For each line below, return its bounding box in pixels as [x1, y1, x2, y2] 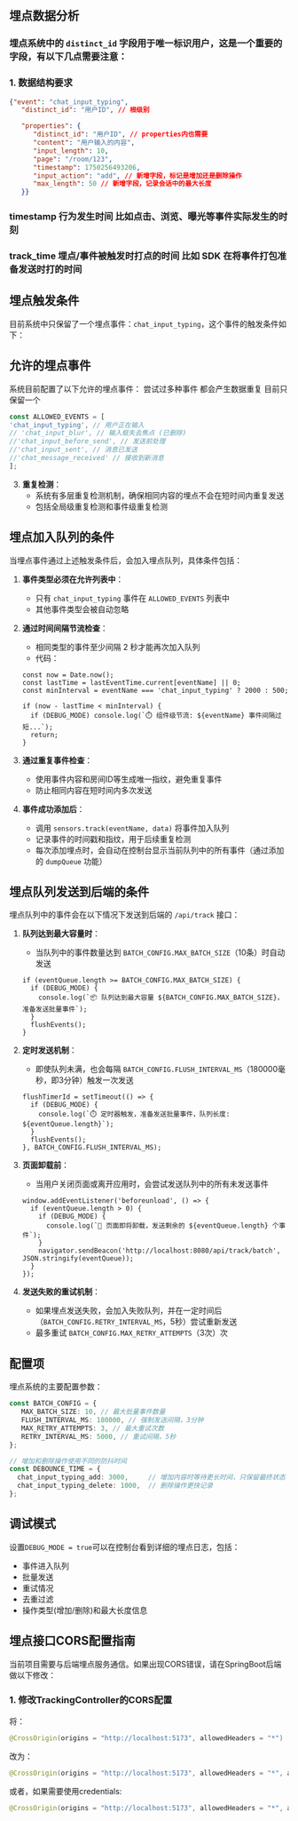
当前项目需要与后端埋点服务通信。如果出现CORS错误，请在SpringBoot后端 [9, 1658, 282, 1669]
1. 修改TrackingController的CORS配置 [9, 1694, 173, 1706]
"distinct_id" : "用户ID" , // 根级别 [20, 106, 150, 115]
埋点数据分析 [9, 8, 80, 24]
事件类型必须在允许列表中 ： [21, 574, 124, 584]
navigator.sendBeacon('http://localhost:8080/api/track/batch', [38, 1246, 281, 1255]
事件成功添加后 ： [21, 803, 85, 815]
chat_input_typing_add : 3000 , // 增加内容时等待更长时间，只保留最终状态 [17, 1473, 286, 1482]
